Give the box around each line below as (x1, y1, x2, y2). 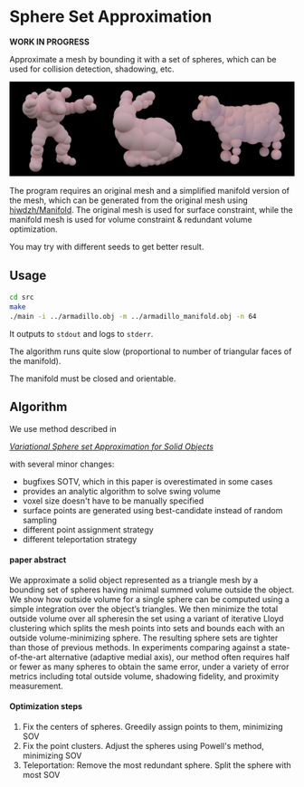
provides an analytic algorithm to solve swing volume (22, 485, 222, 496)
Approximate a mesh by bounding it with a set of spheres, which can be (9, 53, 278, 64)
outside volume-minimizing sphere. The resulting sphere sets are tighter (9, 632, 279, 643)
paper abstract (9, 554, 67, 565)
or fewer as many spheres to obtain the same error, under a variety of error (9, 661, 290, 672)
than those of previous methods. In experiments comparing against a (9, 641, 267, 653)
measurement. (9, 680, 63, 691)
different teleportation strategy (22, 533, 138, 544)
